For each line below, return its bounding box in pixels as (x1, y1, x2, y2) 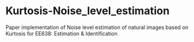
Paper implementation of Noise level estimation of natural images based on (5, 24, 189, 31)
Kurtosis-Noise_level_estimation (5, 4, 170, 18)
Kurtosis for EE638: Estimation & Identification (5, 30, 118, 37)
